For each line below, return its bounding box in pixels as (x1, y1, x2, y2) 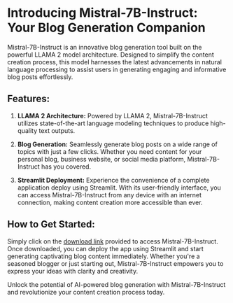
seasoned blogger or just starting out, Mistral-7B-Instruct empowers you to (7, 259, 224, 267)
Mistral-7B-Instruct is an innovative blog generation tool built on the (7, 43, 202, 51)
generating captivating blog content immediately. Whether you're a (7, 252, 201, 260)
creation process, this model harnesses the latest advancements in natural (7, 57, 223, 66)
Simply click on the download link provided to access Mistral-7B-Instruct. (7, 237, 218, 246)
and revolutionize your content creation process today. (7, 288, 165, 296)
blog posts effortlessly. (7, 72, 73, 81)
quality (17, 126, 38, 134)
